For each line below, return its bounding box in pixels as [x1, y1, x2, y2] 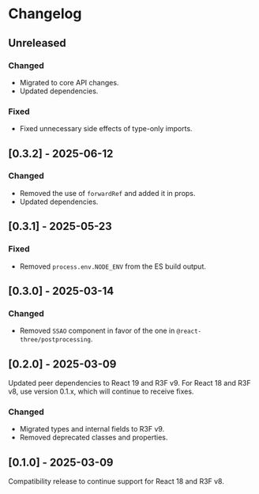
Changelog [8, 5, 82, 23]
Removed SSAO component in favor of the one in [19, 326, 175, 336]
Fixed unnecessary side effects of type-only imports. [19, 124, 193, 134]
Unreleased [8, 36, 67, 50]
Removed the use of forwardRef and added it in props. [19, 188, 196, 198]
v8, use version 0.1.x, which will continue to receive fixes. [8, 387, 194, 396]
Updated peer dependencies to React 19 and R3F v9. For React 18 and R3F [8, 379, 251, 388]
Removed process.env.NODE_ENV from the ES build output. [19, 262, 207, 271]
